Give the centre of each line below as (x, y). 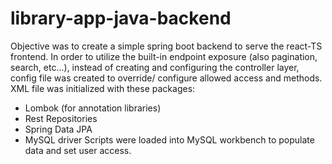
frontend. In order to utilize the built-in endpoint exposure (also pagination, (164, 56)
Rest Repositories (61, 118)
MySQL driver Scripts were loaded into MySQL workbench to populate (169, 139)
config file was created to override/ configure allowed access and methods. (166, 78)
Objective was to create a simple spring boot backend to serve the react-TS (166, 46)
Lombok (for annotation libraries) (93, 108)
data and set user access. (78, 150)
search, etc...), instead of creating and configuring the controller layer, (155, 67)
